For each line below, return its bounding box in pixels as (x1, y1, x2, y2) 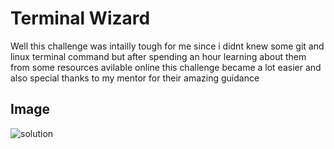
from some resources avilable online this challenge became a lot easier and (10, 61, 322, 73)
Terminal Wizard (10, 7, 151, 30)
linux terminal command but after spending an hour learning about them (10, 50, 307, 62)
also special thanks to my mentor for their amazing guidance (10, 72, 260, 84)
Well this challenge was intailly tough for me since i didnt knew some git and (10, 40, 325, 52)
